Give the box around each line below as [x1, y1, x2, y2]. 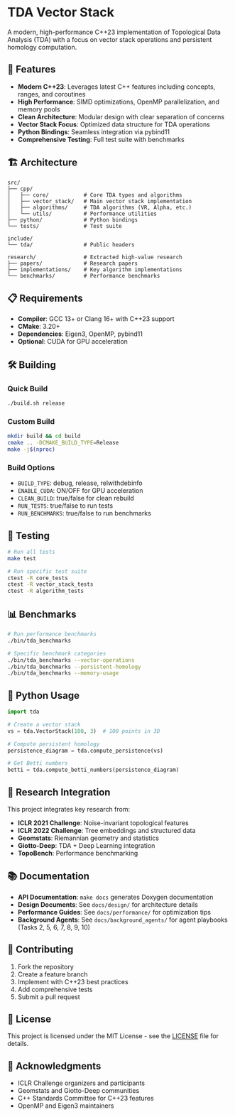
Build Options [7, 462, 55, 472]
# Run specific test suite [7, 567, 87, 575]
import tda [7, 708, 40, 716]
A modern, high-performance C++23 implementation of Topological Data [7, 28, 222, 36]
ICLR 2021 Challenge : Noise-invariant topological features [17, 819, 190, 827]
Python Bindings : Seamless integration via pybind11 [17, 127, 170, 136]
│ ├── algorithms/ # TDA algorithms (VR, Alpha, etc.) [7, 204, 192, 211]
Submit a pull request [17, 992, 80, 1001]
